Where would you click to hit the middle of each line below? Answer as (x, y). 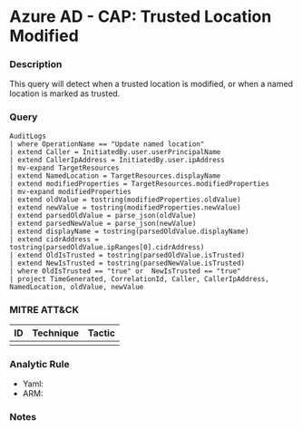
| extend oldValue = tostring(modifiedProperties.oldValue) (126, 200)
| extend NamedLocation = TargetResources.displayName (115, 176)
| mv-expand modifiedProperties (70, 191)
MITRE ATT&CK (44, 309)
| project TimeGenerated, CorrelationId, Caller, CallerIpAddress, (140, 279)
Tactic (102, 333)
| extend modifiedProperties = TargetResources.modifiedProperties (140, 183)
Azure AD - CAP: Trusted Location (141, 17)
